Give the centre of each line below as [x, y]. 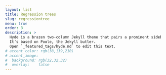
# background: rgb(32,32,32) [36, 60]
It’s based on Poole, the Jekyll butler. [53, 42]
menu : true [16, 23]
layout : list [19, 10]
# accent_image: [22, 56]
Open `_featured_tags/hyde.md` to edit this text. [63, 46]
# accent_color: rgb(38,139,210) [40, 51]
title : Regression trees [31, 14]
